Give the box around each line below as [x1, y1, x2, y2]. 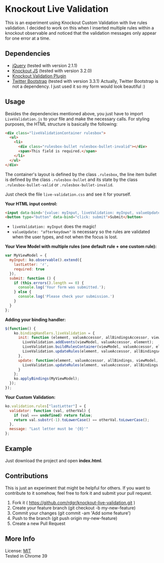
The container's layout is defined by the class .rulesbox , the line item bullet [5, 171, 157, 177]
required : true [14, 266, 45, 272]
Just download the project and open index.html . [5, 458, 102, 463]
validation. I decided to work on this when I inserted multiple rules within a [5, 25, 154, 30]
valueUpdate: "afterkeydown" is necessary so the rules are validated [12, 229, 150, 235]
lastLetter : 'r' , [14, 262, 49, 267]
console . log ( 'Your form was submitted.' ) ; [18, 285, 106, 290]
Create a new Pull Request [12, 520, 66, 526]
